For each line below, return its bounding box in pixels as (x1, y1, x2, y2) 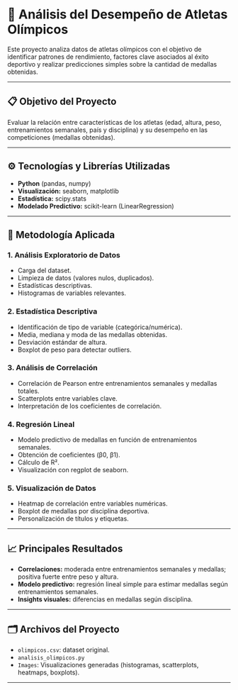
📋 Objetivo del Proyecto (7, 96, 117, 108)
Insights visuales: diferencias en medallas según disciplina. (17, 595, 193, 603)
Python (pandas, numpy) (17, 179, 91, 187)
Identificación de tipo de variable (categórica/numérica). (17, 323, 183, 331)
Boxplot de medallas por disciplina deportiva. (17, 507, 150, 516)
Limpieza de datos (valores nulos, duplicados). (17, 274, 154, 282)
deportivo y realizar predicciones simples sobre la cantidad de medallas (7, 60, 217, 68)
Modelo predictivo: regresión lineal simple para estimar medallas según (17, 580, 228, 589)
